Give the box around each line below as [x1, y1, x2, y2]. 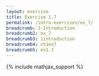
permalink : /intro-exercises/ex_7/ [6, 19, 94, 25]
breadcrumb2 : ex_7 [6, 31, 51, 37]
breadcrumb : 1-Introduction [6, 25, 75, 31]
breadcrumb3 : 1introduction [6, 36, 75, 42]
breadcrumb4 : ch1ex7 [6, 42, 57, 48]
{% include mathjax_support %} [6, 63, 84, 70]
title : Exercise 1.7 [6, 14, 57, 20]
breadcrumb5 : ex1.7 [6, 47, 54, 53]
